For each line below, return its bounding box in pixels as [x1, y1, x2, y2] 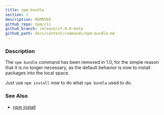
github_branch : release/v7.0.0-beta [5, 26, 83, 31]
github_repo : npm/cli [5, 21, 51, 27]
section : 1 [5, 12, 29, 17]
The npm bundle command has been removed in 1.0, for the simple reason [5, 59, 159, 65]
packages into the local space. [5, 70, 70, 76]
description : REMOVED [5, 17, 51, 22]
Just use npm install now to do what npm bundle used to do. [5, 80, 132, 86]
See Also [5, 92, 28, 99]
